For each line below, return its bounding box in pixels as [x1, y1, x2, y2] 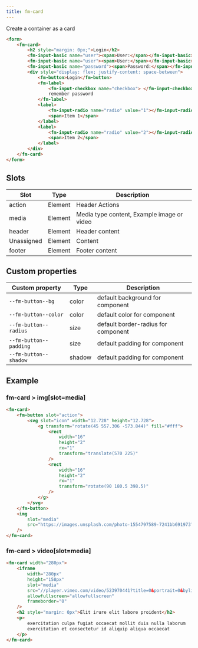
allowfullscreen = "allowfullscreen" [27, 593, 115, 599]
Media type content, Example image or [76, 210, 183, 218]
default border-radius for [97, 320, 167, 328]
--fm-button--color [9, 311, 64, 318]
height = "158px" [27, 576, 65, 583]
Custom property [11, 284, 61, 292]
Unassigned [9, 236, 42, 245]
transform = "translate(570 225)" [58, 450, 138, 457]
